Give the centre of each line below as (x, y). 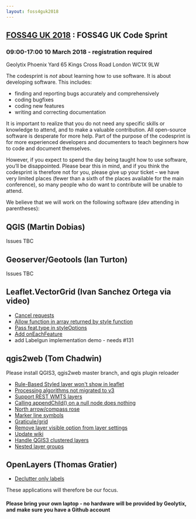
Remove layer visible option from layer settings (71, 428)
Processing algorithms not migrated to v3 (64, 390)
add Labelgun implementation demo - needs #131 (74, 340)
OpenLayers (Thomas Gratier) (62, 464)
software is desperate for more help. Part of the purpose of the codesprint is (98, 136)
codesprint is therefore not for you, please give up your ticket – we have (93, 172)
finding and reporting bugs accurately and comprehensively (87, 94)
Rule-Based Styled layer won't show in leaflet (69, 384)
